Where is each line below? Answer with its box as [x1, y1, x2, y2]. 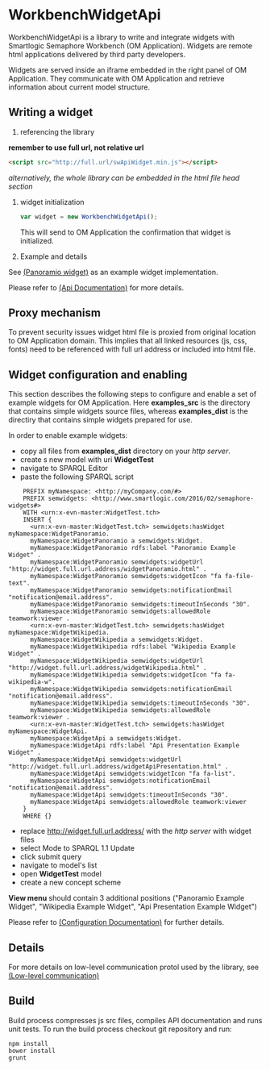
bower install [8, 1047, 56, 1055]
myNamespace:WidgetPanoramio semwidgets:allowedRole [29, 607, 211, 616]
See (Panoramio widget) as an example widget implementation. [8, 267, 219, 277]
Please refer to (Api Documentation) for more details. [8, 282, 185, 292]
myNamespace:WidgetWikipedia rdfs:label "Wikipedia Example [29, 643, 236, 651]
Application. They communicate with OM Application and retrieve [8, 73, 225, 83]
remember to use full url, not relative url [8, 143, 144, 152]
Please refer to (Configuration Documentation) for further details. [8, 918, 224, 927]
